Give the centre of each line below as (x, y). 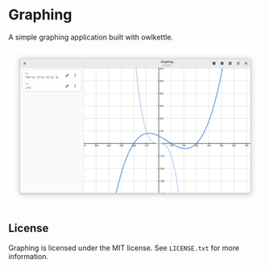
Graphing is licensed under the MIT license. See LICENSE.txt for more (124, 248)
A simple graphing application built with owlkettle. (91, 37)
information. (29, 256)
